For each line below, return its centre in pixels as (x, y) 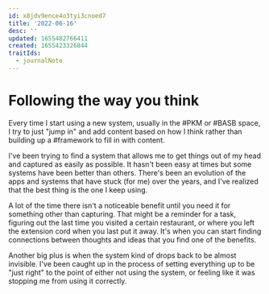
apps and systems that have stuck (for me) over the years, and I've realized (134, 181)
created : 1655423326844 (48, 46)
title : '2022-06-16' (43, 23)
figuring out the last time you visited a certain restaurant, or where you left (132, 222)
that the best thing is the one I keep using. (78, 189)
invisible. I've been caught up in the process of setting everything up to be (132, 263)
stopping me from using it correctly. (68, 281)
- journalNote (39, 61)
